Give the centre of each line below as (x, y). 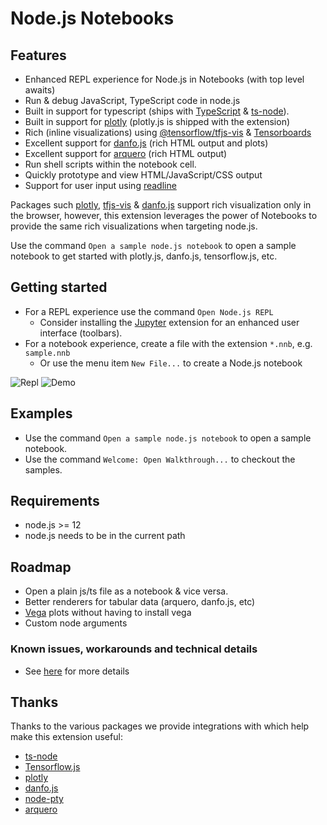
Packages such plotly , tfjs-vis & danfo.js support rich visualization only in (161, 205)
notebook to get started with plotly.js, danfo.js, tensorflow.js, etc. (144, 256)
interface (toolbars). (81, 333)
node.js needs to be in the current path (105, 536)
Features (38, 55)
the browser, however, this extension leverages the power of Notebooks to (164, 215)
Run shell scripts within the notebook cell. (110, 164)
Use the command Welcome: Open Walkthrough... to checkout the (160, 459)
